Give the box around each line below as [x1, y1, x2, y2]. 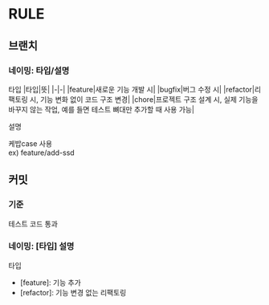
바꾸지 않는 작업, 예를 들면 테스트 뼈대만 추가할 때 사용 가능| [8, 104, 195, 114]
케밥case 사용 [8, 138, 53, 148]
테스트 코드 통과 [8, 218, 59, 229]
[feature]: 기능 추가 [19, 278, 82, 287]
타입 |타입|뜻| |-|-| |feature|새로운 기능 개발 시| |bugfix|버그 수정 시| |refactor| [8, 84, 255, 94]
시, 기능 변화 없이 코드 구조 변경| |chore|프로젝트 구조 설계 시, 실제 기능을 [29, 94, 259, 104]
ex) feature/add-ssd [8, 148, 75, 157]
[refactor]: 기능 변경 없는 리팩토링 [19, 287, 127, 297]
